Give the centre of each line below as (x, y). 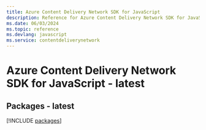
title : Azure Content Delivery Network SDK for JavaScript (83, 12)
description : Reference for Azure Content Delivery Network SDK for (96, 18)
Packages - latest (40, 106)
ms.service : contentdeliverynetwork (53, 40)
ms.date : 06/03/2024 (33, 23)
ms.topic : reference (33, 29)
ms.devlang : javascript (37, 35)
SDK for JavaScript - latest (76, 84)
